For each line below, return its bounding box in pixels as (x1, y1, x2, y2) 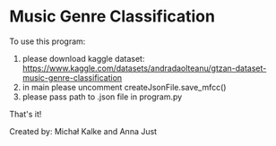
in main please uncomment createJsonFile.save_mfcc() (22, 82, 227, 92)
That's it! (9, 108, 42, 119)
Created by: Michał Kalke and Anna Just (9, 125, 158, 136)
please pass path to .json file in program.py (22, 91, 183, 102)
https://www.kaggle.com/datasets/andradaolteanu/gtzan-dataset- (22, 63, 267, 73)
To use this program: (9, 36, 86, 47)
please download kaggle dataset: (22, 53, 145, 64)
